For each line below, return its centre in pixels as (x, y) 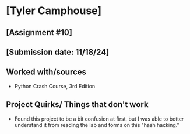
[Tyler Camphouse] (54, 11)
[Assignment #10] (39, 32)
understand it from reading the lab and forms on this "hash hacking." (97, 125)
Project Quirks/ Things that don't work (77, 104)
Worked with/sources (46, 72)
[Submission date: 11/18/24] (58, 52)
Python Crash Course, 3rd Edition (55, 86)
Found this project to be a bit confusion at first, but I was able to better (99, 119)
